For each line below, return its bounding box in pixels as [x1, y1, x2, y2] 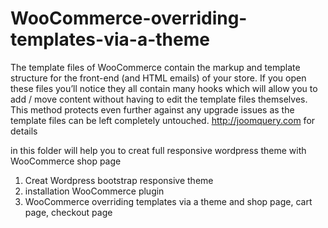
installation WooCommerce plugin [24, 185, 165, 197]
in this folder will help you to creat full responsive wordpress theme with [10, 144, 307, 156]
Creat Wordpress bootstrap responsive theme [24, 174, 214, 186]
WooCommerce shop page [10, 155, 122, 167]
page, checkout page [24, 206, 113, 218]
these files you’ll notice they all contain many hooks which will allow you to [10, 82, 318, 94]
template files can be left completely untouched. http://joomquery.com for [10, 114, 316, 126]
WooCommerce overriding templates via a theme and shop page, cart [24, 195, 313, 207]
